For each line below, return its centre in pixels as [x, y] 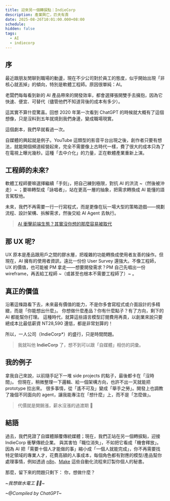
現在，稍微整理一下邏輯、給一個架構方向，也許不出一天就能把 [86, 382]
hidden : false [20, 29]
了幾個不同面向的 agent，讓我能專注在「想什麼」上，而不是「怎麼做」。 [79, 395]
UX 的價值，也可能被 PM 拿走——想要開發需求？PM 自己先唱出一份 [75, 267]
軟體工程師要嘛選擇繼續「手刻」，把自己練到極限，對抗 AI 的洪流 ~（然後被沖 [85, 184]
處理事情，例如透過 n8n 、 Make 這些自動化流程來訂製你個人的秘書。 [76, 461]
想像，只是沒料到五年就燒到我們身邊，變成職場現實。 [61, 118]
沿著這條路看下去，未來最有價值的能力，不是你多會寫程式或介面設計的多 [80, 304]
